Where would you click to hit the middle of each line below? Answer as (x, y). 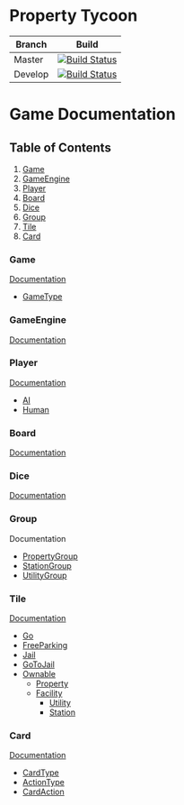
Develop (31, 74)
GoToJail (39, 664)
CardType (41, 773)
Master (29, 59)
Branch (31, 44)
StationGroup (47, 565)
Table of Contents (61, 147)
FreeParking (45, 645)
